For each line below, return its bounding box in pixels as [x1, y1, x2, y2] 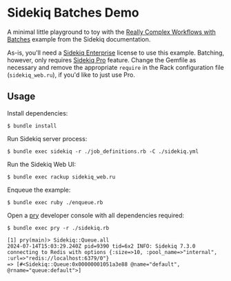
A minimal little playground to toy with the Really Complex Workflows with [7, 28, 216, 36]
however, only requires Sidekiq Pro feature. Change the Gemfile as [7, 55, 197, 64]
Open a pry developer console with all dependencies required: [7, 211, 185, 219]
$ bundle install [7, 123, 57, 129]
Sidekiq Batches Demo [7, 5, 139, 21]
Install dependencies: [7, 109, 68, 117]
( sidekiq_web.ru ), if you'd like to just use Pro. [7, 71, 136, 79]
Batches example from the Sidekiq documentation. [7, 35, 151, 43]
